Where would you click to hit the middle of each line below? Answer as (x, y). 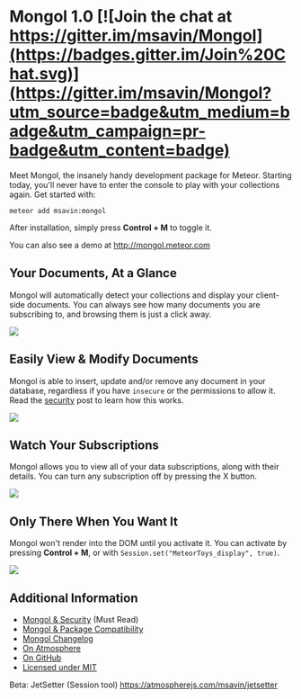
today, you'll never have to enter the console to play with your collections (145, 184)
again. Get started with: (53, 194)
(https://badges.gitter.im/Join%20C (147, 55)
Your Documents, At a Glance (93, 273)
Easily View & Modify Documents (104, 359)
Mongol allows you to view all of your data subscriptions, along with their (144, 467)
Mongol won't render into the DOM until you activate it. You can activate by (148, 543)
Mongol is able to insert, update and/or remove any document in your (138, 381)
